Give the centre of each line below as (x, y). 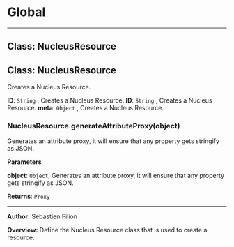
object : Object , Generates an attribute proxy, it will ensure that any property (116, 176)
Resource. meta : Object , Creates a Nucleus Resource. (85, 108)
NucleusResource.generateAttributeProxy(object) (94, 126)
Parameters (24, 162)
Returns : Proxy (29, 197)
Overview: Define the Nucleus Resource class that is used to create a (107, 230)
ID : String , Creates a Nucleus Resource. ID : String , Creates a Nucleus (110, 100)
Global (26, 12)
